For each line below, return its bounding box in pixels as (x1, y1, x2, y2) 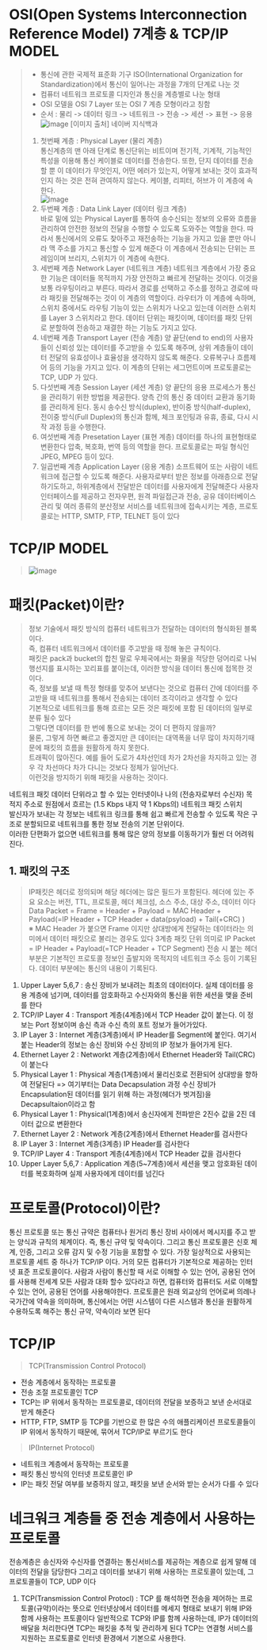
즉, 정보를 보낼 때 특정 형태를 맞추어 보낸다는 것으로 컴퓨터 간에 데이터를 (28, 683, 250, 693)
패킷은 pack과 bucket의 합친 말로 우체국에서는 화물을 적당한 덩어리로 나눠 (28, 653, 257, 663)
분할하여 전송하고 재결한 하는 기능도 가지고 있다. (48, 323, 197, 332)
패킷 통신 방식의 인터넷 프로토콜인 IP (20, 1469, 133, 1479)
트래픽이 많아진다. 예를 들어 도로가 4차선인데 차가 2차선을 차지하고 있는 (28, 752, 249, 762)
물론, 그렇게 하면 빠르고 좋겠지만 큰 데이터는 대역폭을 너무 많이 (28, 732, 221, 742)
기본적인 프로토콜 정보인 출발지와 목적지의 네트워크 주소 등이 (49, 954, 236, 963)
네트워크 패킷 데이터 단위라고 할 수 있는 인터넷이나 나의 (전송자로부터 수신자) (9, 789, 245, 799)
